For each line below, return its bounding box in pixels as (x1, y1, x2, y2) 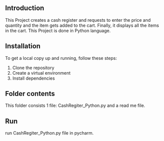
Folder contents (5, 90, 55, 98)
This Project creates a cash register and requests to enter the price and (5, 17, 151, 23)
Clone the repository (12, 64, 55, 71)
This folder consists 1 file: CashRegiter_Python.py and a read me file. (5, 102, 145, 108)
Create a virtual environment (12, 70, 71, 76)
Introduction (5, 4, 45, 12)
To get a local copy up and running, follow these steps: (5, 55, 117, 61)
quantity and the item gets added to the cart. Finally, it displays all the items (5, 22, 160, 28)
